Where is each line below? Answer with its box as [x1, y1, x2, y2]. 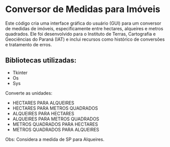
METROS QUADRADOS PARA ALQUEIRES [12, 126, 100, 132]
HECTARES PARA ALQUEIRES [12, 100, 74, 106]
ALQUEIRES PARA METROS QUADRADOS [12, 116, 100, 122]
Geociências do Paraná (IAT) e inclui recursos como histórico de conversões [5, 36, 165, 42]
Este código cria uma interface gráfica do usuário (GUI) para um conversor [5, 20, 161, 26]
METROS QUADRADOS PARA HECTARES [12, 121, 98, 127]
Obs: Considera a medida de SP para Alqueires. [5, 136, 105, 142]
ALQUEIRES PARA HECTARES [12, 110, 74, 116]
